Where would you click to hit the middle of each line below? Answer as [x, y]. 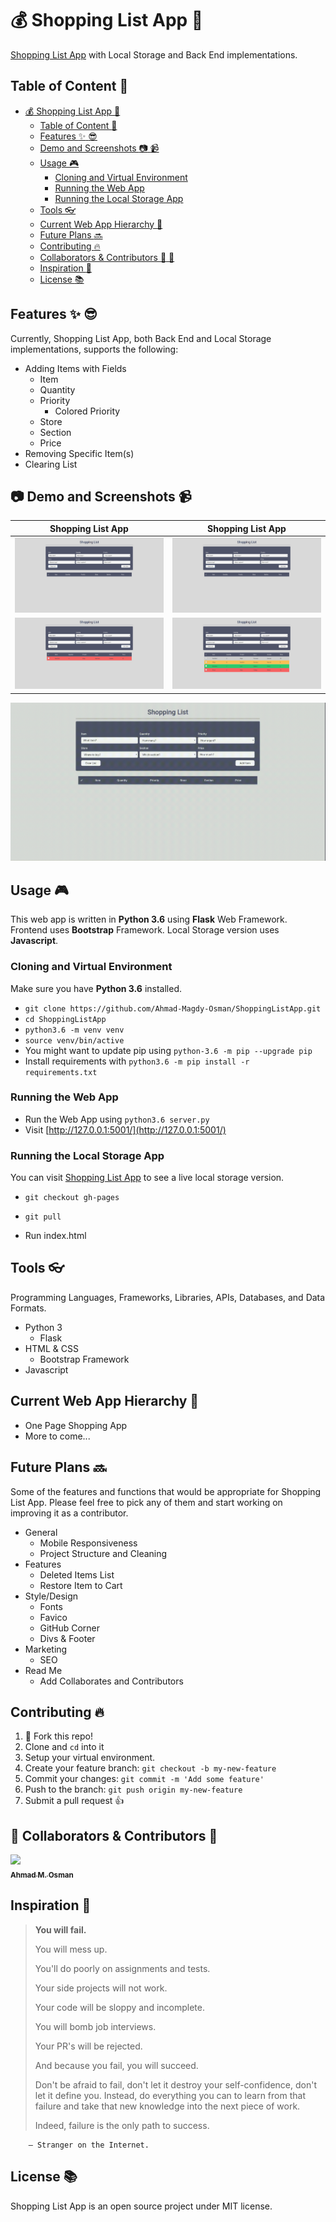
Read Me [43, 1670]
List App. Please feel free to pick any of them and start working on [146, 1502]
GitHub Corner [70, 1628]
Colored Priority [87, 411]
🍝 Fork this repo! [58, 1736]
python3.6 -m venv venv [74, 1030]
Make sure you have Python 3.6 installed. [96, 988]
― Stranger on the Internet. [89, 2145]
